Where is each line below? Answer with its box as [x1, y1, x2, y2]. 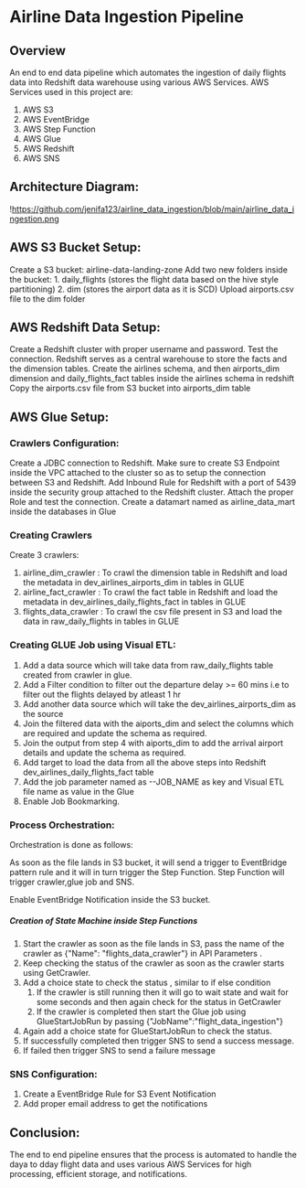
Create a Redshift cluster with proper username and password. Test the [9, 344, 279, 355]
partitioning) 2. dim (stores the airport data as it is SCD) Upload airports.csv [9, 284, 294, 294]
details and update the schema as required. [22, 747, 186, 758]
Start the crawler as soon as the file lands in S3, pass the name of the [22, 937, 285, 948]
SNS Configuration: [9, 1067, 98, 1080]
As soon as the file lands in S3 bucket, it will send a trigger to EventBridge [9, 857, 288, 868]
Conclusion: [9, 1125, 80, 1140]
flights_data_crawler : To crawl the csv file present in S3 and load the [22, 606, 283, 617]
